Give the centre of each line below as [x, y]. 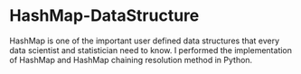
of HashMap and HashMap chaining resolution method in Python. [131, 60]
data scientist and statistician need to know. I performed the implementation [150, 50]
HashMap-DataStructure [104, 16]
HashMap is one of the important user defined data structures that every [145, 41]
